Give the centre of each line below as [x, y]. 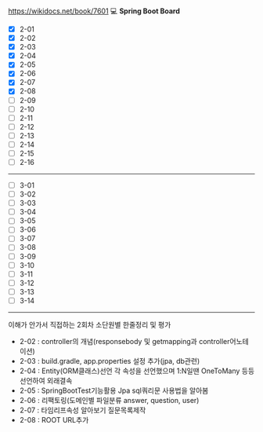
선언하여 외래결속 [46, 380]
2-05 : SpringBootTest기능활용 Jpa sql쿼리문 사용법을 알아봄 [114, 390]
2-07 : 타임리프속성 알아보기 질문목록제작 [83, 410]
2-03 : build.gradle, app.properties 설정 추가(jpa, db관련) [110, 361]
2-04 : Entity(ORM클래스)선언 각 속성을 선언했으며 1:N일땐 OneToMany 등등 [137, 371]
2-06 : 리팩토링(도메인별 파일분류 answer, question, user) [109, 400]
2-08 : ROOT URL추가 [54, 419]
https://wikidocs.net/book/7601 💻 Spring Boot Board [94, 11]
